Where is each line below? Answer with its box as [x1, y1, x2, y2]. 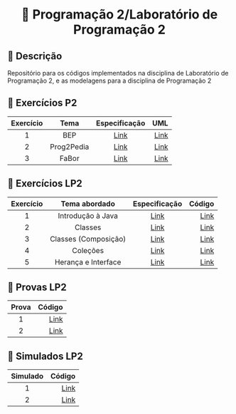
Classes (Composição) [49, 234, 127, 244]
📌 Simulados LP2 [7, 350, 83, 362]
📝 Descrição [7, 50, 63, 62]
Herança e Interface [54, 257, 122, 266]
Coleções [72, 245, 104, 255]
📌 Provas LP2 [7, 281, 67, 294]
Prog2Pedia [49, 142, 90, 152]
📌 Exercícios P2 [7, 97, 77, 109]
